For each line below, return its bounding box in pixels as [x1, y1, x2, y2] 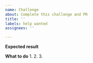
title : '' [5, 16, 26, 21]
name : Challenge [5, 7, 39, 12]
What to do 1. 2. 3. [5, 53, 43, 60]
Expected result [5, 44, 39, 50]
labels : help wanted [5, 21, 48, 26]
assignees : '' [5, 26, 35, 31]
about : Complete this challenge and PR [5, 12, 88, 17]
